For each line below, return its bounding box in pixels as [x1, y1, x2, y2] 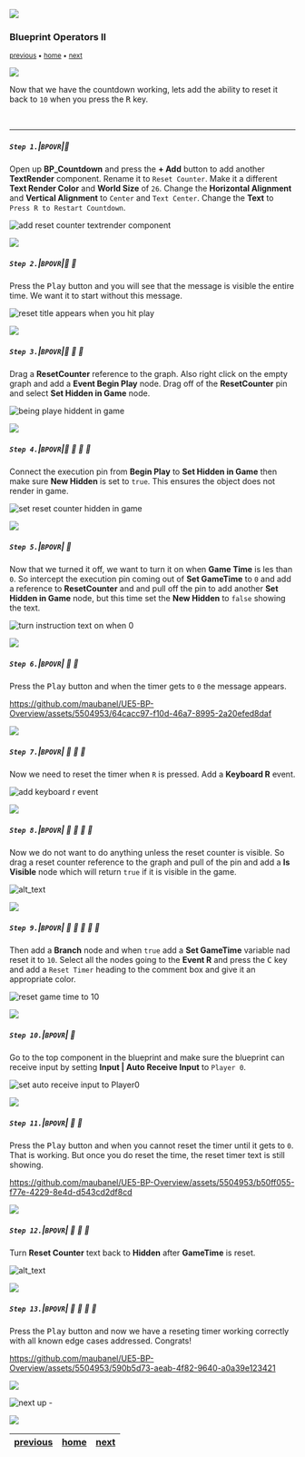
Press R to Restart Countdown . [9, 203, 126, 213]
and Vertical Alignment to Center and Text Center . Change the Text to [9, 193, 274, 203]
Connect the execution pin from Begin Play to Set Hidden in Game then [9, 466, 278, 477]
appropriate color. [9, 974, 76, 985]
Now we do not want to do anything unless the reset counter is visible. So [9, 847, 285, 858]
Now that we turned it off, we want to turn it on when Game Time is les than [9, 564, 293, 575]
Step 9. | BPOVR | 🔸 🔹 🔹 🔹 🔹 [9, 922, 100, 933]
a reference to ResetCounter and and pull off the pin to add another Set [9, 583, 279, 594]
